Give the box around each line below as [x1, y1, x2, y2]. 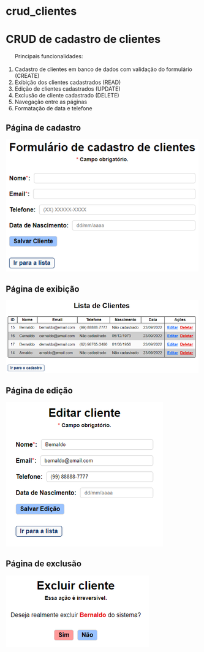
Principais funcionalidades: [14, 53, 83, 60]
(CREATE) [14, 72, 40, 80]
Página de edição [6, 385, 73, 396]
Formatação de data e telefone [14, 105, 93, 112]
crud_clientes [6, 4, 77, 18]
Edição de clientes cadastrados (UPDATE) [14, 85, 121, 93]
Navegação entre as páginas [14, 98, 87, 105]
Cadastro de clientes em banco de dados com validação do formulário [14, 66, 192, 73]
